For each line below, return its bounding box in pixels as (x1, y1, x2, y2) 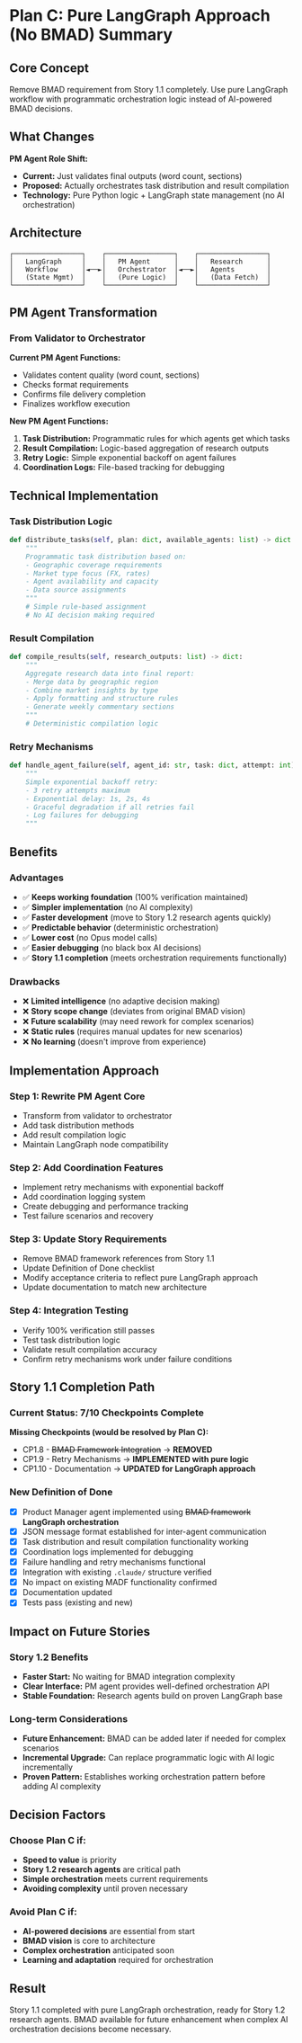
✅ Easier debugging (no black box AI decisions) (22, 941, 202, 953)
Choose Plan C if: (9, 1833, 87, 1846)
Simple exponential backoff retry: (25, 777, 159, 787)
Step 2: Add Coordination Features (9, 1161, 164, 1173)
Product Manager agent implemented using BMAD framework (22, 1506, 252, 1517)
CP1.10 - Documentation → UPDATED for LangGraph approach (22, 1463, 256, 1475)
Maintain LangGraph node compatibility (22, 1138, 169, 1149)
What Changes (9, 129, 95, 145)
